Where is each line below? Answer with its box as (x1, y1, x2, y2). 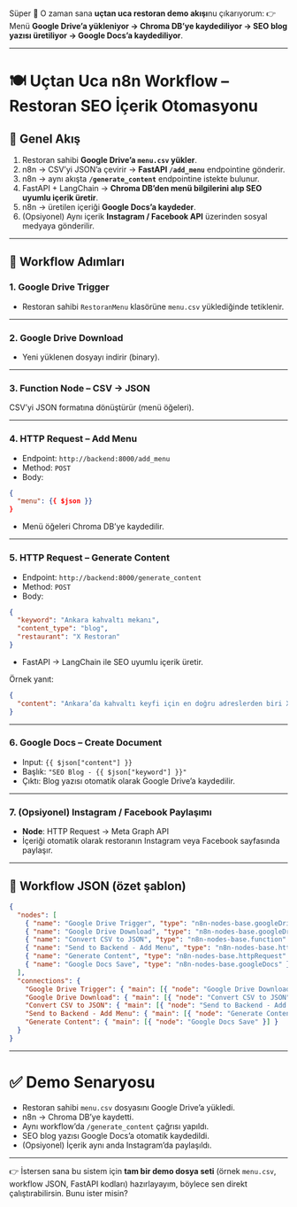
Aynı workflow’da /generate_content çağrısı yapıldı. (21, 1120, 209, 1132)
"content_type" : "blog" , (17, 624, 109, 633)
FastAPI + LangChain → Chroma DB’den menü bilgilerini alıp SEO (21, 183, 263, 193)
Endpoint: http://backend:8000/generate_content (21, 571, 202, 583)
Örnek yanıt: (9, 673, 55, 685)
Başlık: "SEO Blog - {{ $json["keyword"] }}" (21, 766, 187, 777)
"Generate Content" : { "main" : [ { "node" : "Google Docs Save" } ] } (25, 1017, 279, 1026)
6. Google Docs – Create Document (9, 737, 163, 749)
